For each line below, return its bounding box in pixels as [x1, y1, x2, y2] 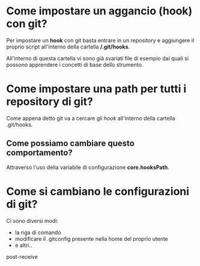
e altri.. [14, 241, 32, 249]
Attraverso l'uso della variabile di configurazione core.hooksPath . [6, 164, 169, 171]
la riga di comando [14, 229, 61, 236]
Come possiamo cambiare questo [6, 138, 135, 149]
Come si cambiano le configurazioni [6, 185, 190, 198]
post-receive [6, 253, 38, 260]
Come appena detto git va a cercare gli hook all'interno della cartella [6, 114, 175, 122]
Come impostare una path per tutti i [6, 82, 187, 96]
